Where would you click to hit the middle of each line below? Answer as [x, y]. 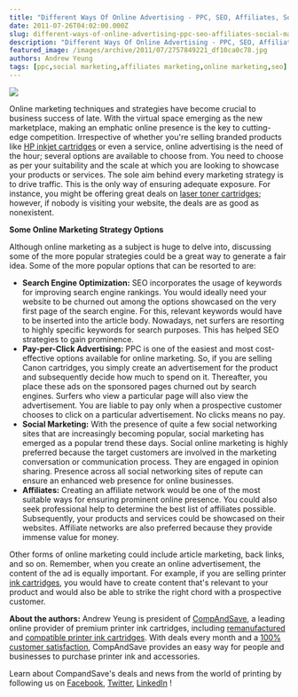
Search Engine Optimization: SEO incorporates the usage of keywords [152, 282]
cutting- [256, 127]
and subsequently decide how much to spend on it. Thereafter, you [145, 377]
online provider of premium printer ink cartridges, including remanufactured [147, 628]
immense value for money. [71, 536]
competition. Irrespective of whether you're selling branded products [156, 137]
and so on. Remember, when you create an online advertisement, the [135, 563]
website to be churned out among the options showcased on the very [149, 302]
